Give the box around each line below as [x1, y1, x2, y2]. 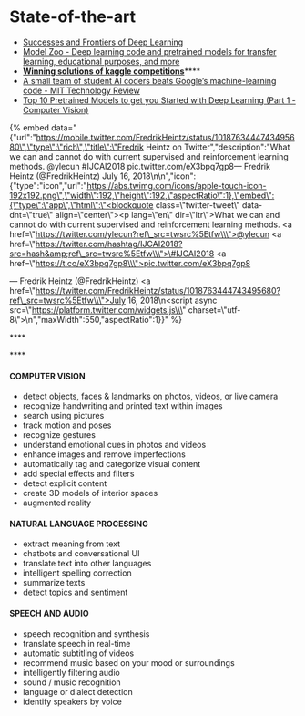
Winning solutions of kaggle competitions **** [22, 66, 201, 77]
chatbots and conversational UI [22, 548, 140, 559]
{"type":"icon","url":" [9, 180, 87, 191]
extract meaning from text [22, 538, 121, 549]
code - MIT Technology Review [22, 85, 141, 96]
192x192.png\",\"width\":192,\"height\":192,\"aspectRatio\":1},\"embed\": [9, 190, 275, 201]
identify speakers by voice [22, 696, 123, 707]
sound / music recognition [22, 677, 121, 688]
